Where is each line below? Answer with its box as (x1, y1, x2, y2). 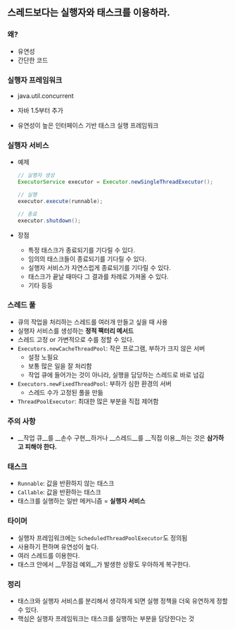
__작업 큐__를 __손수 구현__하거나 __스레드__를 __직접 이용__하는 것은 (17, 434, 205, 442)
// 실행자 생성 (17, 172, 55, 179)
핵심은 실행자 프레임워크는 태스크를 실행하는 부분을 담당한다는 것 (17, 614, 195, 623)
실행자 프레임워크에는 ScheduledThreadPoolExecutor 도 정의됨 (17, 533, 188, 542)
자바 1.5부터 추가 (17, 106, 63, 114)
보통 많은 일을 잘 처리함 (27, 362, 93, 370)
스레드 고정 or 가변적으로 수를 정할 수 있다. (17, 335, 135, 343)
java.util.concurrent (17, 91, 74, 100)
